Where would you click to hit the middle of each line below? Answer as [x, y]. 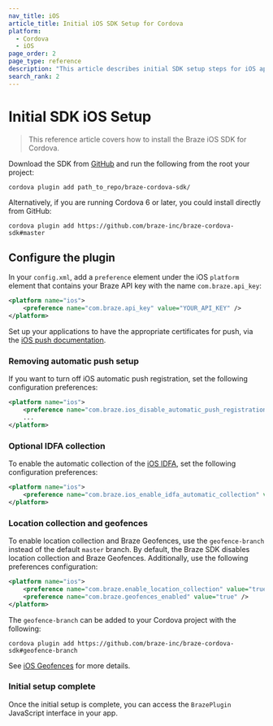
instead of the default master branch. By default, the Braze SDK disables [129, 550]
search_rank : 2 [34, 76]
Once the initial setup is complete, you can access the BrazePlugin [120, 704]
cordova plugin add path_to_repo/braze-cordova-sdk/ [100, 187]
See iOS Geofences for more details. [69, 665]
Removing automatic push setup [74, 361]
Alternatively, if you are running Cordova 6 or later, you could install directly [135, 202]
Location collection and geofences [78, 523]
